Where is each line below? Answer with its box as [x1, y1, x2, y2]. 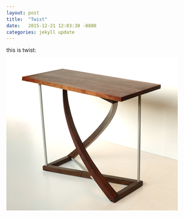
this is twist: [6, 46, 37, 54]
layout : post [6, 10, 40, 16]
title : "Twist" [6, 16, 48, 22]
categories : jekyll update [6, 29, 75, 35]
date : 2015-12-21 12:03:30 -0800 [6, 22, 97, 29]
